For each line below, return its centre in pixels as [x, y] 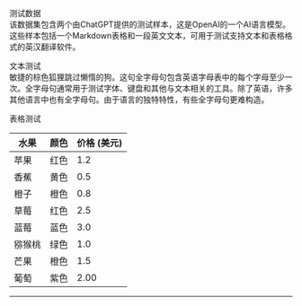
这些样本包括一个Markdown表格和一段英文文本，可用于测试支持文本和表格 [147, 35]
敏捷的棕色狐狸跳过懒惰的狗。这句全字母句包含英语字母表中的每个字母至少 [147, 77]
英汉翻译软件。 [53, 47]
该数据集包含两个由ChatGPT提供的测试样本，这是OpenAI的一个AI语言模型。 [150, 24]
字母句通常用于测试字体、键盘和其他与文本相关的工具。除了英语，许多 [163, 88]
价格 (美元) [100, 143]
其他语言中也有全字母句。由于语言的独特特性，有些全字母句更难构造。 [139, 100]
